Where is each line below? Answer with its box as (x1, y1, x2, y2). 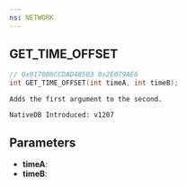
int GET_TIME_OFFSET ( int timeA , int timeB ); (9, 78, 179, 88)
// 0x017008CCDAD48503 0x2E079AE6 (9, 70, 139, 79)
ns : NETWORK (9, 13, 54, 22)
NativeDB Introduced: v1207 (9, 111, 115, 120)
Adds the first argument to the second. (9, 95, 164, 104)
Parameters (9, 135, 76, 150)
